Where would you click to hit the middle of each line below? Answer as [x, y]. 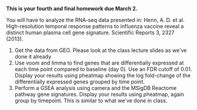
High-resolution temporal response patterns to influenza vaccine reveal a [95, 26]
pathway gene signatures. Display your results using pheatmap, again [99, 94]
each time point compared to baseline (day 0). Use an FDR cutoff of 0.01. [103, 69]
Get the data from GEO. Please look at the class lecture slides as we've [101, 50]
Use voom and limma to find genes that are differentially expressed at [99, 63]
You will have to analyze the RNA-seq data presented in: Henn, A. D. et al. [95, 20]
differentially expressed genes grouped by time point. [80, 82]
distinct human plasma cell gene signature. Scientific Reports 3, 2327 [91, 33]
